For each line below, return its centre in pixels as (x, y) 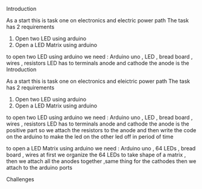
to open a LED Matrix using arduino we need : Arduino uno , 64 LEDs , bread (101, 148)
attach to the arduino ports (39, 168)
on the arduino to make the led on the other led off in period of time (90, 136)
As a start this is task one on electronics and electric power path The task (97, 20)
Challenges (20, 179)
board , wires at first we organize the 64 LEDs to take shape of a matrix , (96, 155)
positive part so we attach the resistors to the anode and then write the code (101, 130)
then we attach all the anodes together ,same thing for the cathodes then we (101, 161)
